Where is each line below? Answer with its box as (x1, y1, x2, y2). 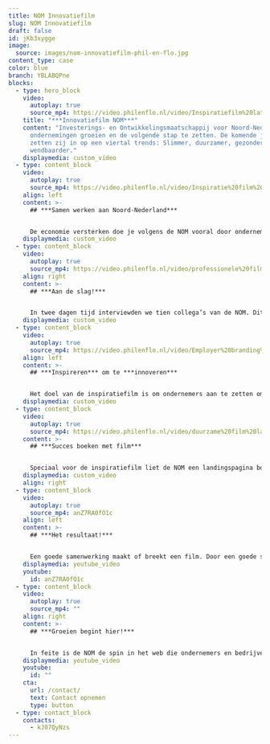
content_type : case (8, 57, 74, 65)
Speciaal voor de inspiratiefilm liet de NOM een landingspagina (29, 464, 253, 472)
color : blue (8, 64, 48, 72)
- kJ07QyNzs (29, 724, 70, 732)
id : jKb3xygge (8, 34, 56, 43)
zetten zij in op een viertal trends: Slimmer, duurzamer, (29, 138, 231, 147)
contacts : (22, 716, 56, 724)
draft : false (8, 27, 52, 35)
